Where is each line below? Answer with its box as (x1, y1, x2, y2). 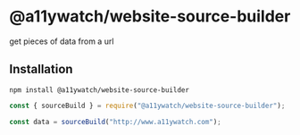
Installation (9, 62, 73, 77)
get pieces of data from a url (9, 36, 114, 46)
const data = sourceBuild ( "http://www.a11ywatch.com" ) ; (9, 117, 221, 126)
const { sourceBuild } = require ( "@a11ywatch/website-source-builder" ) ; (9, 101, 286, 110)
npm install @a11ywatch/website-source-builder (9, 85, 190, 95)
